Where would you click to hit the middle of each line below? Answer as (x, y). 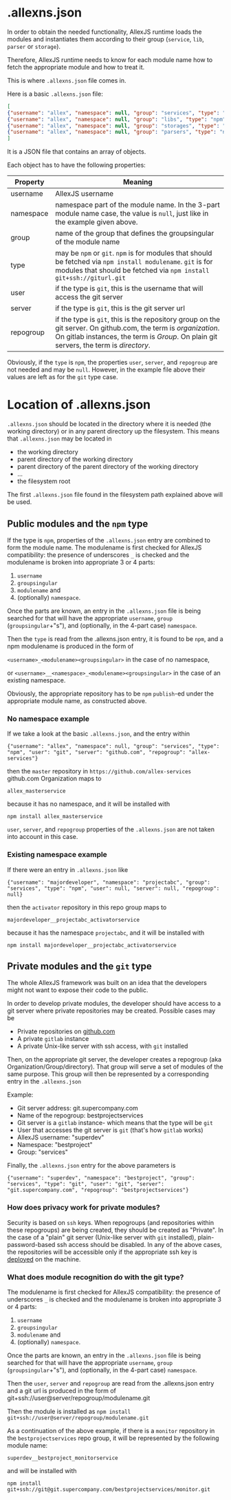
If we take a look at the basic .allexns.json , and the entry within (99, 734)
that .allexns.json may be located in (59, 438)
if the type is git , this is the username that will (129, 289)
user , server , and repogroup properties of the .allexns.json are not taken (111, 829)
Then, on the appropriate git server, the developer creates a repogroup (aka (114, 1060)
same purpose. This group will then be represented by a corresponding (108, 1074)
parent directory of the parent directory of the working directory (108, 467)
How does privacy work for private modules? (84, 1208)
